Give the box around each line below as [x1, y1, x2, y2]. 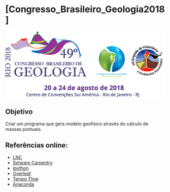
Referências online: [5, 141, 68, 149]
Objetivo [5, 107, 33, 116]
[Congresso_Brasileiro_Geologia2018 [5, 4, 165, 15]
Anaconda [12, 181, 35, 187]
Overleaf [12, 171, 31, 177]
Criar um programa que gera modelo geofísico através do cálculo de [5, 121, 149, 127]
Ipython [12, 165, 29, 171]
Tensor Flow [12, 176, 39, 182]
